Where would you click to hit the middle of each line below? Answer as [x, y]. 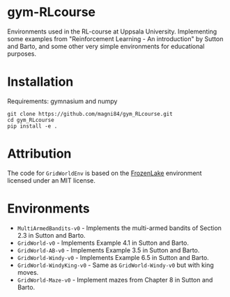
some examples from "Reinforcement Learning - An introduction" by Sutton [115, 38]
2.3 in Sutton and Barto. [51, 235]
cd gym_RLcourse [31, 120]
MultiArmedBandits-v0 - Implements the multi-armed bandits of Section [119, 228]
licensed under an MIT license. [52, 180]
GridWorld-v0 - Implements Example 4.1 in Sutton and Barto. [103, 243]
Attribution [39, 154]
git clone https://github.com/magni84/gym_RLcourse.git [90, 114]
